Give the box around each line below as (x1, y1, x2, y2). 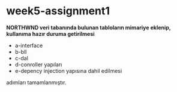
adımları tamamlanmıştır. (6, 79, 67, 86)
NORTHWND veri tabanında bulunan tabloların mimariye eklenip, (6, 24, 171, 31)
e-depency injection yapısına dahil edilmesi (14, 67, 122, 74)
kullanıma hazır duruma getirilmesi (6, 30, 95, 37)
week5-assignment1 (6, 4, 110, 18)
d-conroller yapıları (14, 61, 62, 68)
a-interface (14, 42, 43, 49)
